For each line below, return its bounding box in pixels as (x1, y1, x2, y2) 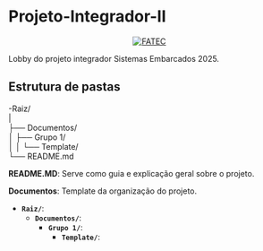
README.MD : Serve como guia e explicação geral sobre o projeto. (8, 168, 255, 178)
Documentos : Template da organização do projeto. (8, 186, 198, 196)
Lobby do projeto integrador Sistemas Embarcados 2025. (8, 53, 220, 64)
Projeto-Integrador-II (8, 6, 166, 27)
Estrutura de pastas (8, 79, 121, 95)
